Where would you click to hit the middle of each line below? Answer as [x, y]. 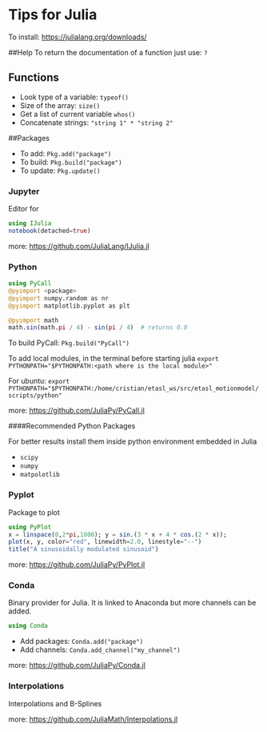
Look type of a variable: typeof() [74, 97]
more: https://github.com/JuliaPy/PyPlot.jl [77, 565]
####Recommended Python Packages [72, 426]
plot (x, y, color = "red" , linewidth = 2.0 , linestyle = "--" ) [105, 542]
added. [20, 611]
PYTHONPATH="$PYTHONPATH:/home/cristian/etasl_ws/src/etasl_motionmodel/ [134, 389]
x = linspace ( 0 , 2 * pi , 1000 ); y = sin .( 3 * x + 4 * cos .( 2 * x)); [118, 534]
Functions [34, 78]
